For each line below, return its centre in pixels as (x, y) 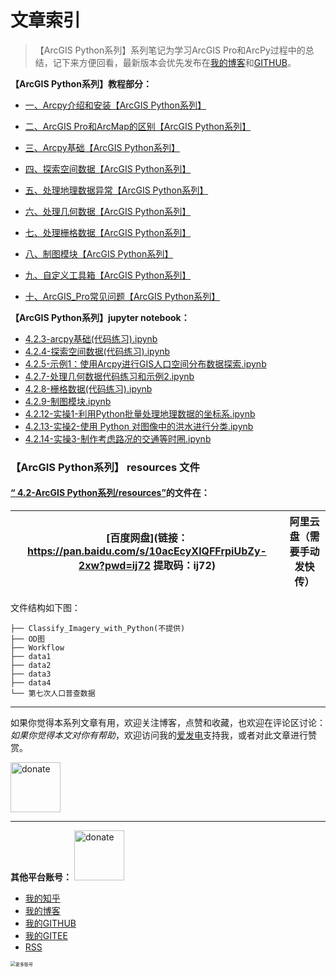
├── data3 (31, 674)
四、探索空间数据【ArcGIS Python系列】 (108, 168)
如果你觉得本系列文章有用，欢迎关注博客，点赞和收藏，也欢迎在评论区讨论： (168, 723)
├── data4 (31, 683)
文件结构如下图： (45, 608)
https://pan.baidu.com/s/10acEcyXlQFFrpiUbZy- (147, 551)
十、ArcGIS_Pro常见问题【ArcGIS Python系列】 (122, 296)
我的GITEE (46, 936)
